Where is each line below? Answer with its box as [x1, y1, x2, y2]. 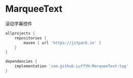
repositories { [14, 35, 47, 41]
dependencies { [5, 59, 38, 64]
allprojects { [5, 31, 36, 36]
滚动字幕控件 [5, 20, 32, 27]
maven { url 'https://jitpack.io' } [23, 40, 101, 45]
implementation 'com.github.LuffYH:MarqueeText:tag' [14, 64, 129, 69]
